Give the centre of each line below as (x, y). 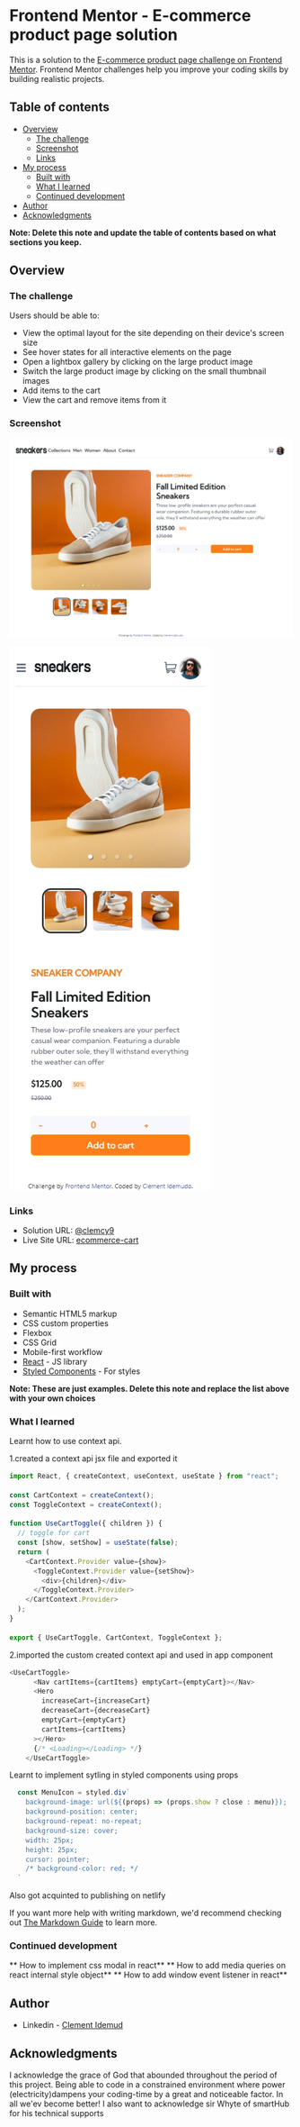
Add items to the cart (61, 391)
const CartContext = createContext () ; (82, 1495)
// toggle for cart (54, 1533)
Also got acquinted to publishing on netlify (88, 1895)
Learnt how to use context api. (66, 1441)
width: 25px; (50, 1840)
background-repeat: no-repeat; (84, 1822)
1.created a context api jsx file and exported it (93, 1458)
